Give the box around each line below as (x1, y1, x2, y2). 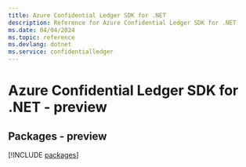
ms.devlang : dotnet (8, 41, 72, 49)
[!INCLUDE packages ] (8, 151, 79, 159)
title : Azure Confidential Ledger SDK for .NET (8, 11, 167, 20)
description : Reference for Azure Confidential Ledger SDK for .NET (8, 19, 237, 27)
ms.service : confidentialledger (8, 48, 114, 56)
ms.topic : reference (8, 33, 76, 42)
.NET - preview (8, 99, 107, 116)
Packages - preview (8, 129, 107, 143)
